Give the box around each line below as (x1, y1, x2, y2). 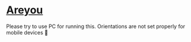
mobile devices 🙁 (6, 29, 49, 36)
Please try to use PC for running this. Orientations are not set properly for (6, 23, 186, 30)
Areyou (6, 3, 43, 17)
